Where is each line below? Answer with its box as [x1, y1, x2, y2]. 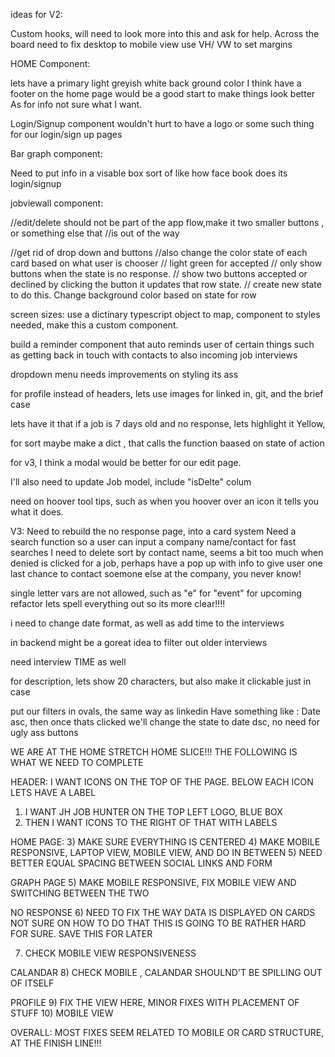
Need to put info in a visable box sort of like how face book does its [10, 167, 288, 179]
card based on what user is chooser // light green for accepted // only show [10, 257, 323, 269]
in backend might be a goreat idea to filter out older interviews [10, 637, 268, 648]
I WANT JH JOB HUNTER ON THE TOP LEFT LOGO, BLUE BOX [24, 806, 283, 818]
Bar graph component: [10, 148, 103, 159]
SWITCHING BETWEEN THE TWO [10, 887, 150, 899]
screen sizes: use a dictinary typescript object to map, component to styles [10, 309, 321, 320]
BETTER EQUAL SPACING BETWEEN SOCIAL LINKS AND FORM [10, 857, 273, 869]
